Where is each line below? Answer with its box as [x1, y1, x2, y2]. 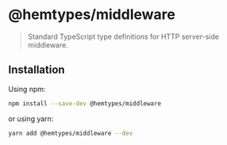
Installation [8, 63, 65, 77]
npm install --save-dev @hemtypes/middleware [8, 99, 161, 108]
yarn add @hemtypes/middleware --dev [8, 129, 133, 137]
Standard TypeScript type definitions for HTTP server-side [27, 32, 220, 41]
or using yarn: [8, 113, 54, 124]
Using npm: [8, 84, 46, 93]
